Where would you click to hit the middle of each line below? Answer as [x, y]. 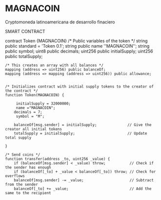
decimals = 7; [28, 112]
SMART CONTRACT [25, 31]
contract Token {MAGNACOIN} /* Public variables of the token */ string [76, 41]
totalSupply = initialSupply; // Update [80, 133]
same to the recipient [28, 193]
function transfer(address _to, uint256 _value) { [58, 159]
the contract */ [21, 91]
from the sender [21, 184]
